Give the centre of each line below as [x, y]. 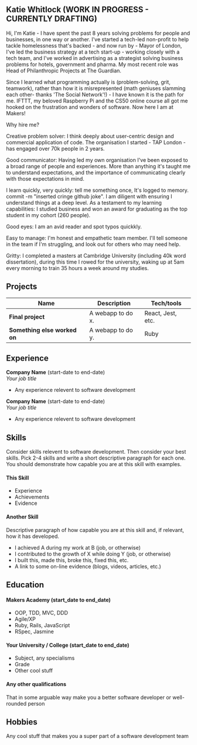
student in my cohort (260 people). [48, 215]
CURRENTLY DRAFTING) [52, 19]
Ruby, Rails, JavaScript [42, 626]
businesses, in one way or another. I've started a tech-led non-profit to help [98, 39]
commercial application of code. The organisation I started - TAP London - [96, 142]
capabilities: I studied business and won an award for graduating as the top [97, 209]
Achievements [32, 497]
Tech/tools [166, 303]
